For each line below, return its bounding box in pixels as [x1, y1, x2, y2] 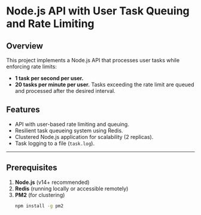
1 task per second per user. [14, 75, 84, 81]
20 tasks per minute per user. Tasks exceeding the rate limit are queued [14, 81, 194, 88]
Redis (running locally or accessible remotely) [14, 184, 129, 192]
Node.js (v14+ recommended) [14, 178, 90, 186]
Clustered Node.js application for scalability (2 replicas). [14, 133, 154, 140]
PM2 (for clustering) [14, 191, 65, 198]
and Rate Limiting [6, 17, 95, 31]
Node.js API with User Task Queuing [6, 4, 190, 18]
